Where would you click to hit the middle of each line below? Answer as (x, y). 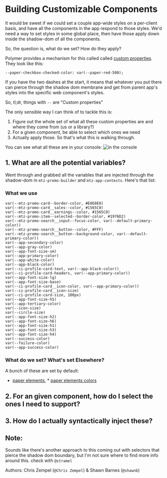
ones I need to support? (43, 404)
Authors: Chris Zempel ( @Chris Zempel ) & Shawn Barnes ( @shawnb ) (73, 470)
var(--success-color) (28, 339)
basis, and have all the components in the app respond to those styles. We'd (83, 28)
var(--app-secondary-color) (34, 243)
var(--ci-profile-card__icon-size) (42, 291)
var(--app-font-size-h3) (31, 330)
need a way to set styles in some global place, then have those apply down (82, 33)
